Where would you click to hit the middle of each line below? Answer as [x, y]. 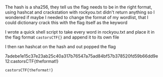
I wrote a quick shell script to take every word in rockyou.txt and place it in [80, 32]
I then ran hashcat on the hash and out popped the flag [61, 47]
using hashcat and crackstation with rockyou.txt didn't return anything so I [80, 12]
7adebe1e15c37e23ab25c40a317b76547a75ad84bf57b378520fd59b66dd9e [82, 56]
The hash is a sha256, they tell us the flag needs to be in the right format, [79, 7]
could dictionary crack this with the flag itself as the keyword [66, 22]
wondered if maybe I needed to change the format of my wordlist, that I [77, 17]
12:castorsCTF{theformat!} [32, 61]
